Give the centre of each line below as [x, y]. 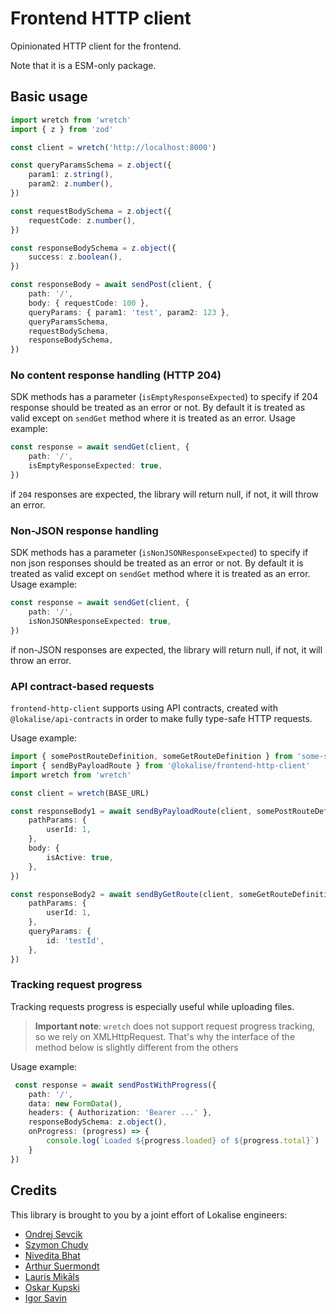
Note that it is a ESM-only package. [83, 65]
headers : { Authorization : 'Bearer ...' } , [120, 1113]
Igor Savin [45, 1298]
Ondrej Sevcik [53, 1234]
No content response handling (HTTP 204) [116, 375]
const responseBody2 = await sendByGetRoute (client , [122, 894]
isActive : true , [80, 857]
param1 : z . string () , [71, 175]
